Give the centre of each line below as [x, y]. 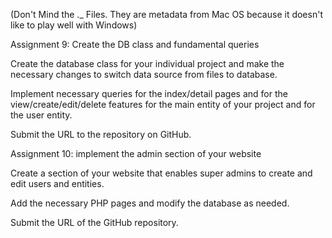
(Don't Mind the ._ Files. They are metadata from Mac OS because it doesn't [166, 14]
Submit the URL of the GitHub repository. [94, 222]
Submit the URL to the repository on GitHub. [101, 134]
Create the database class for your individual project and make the [147, 63]
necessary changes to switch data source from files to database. [144, 74]
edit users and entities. [57, 183]
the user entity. [41, 115]
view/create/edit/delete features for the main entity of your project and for [163, 104]
